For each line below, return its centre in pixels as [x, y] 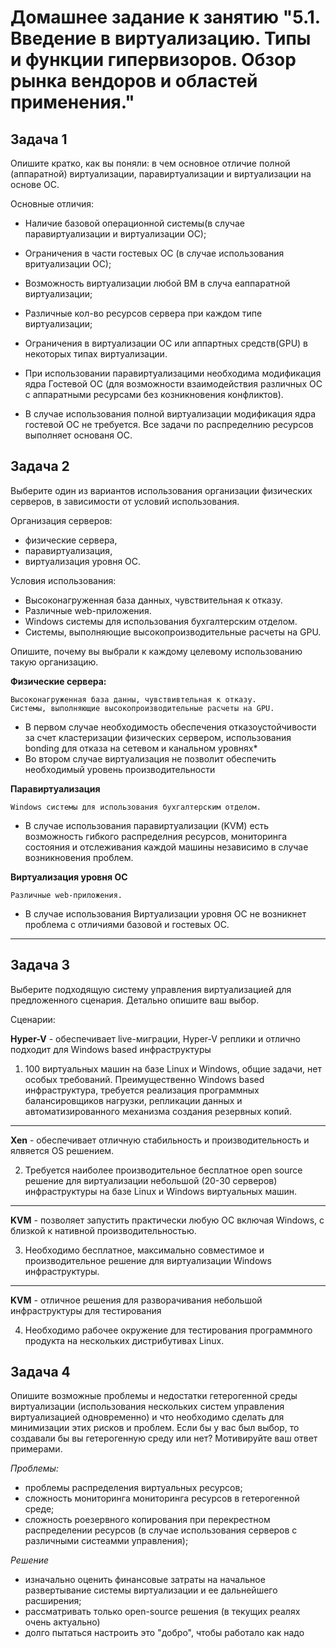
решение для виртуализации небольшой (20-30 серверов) [151, 1180]
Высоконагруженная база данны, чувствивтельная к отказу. [133, 699]
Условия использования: [63, 580]
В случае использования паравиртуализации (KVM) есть [147, 825]
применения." [72, 102]
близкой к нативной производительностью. [103, 1230]
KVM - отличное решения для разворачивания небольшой [136, 1300]
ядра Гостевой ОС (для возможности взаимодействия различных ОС [173, 384]
